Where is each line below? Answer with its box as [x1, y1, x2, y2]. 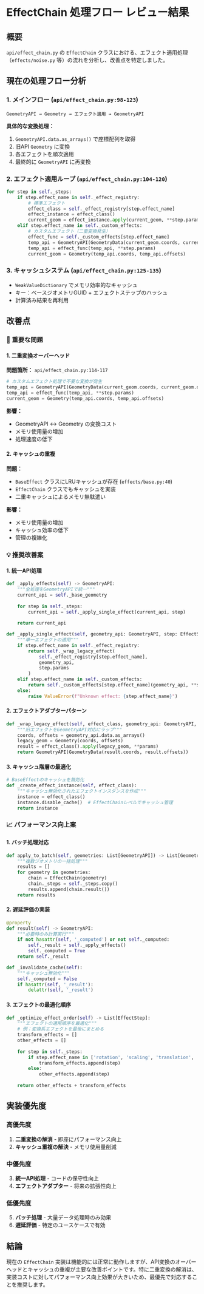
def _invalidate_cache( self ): [6, 964, 83, 970]
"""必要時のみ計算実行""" [17, 931, 75, 937]
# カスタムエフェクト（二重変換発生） [28, 228, 110, 234]
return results [17, 892, 56, 898]
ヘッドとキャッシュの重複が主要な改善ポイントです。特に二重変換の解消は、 [6, 1266, 197, 1273]
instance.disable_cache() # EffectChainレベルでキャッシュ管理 [17, 799, 173, 805]
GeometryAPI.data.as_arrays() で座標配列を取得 [15, 135, 136, 143]
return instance [17, 805, 59, 811]
